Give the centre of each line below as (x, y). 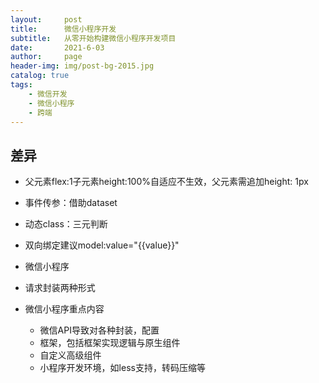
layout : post (46, 19)
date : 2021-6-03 (57, 47)
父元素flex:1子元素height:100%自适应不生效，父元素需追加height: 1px (166, 182)
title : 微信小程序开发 (63, 29)
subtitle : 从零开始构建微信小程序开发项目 (93, 38)
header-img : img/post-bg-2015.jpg (82, 66)
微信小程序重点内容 (64, 309)
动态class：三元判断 (66, 224)
